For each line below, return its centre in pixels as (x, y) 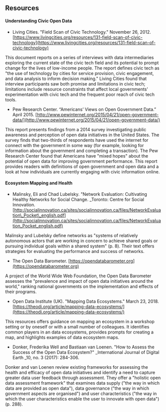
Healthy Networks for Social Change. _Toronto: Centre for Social (78, 199)
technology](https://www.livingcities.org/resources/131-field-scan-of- (84, 42)
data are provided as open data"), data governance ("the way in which (77, 388)
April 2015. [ (25, 114)
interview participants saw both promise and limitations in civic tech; (75, 83)
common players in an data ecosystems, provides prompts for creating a (80, 332)
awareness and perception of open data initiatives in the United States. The (82, 135)
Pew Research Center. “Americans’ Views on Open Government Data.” (84, 109)
